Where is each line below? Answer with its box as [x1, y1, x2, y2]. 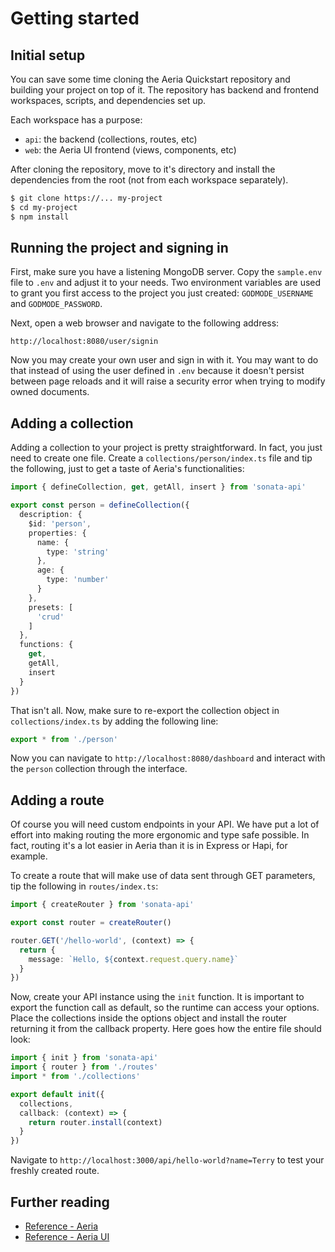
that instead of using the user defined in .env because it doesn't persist [10, 365, 305, 377]
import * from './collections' [10, 1072, 141, 1082]
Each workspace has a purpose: [10, 114, 143, 126]
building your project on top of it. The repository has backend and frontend [10, 84, 320, 96]
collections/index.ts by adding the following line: [10, 715, 219, 727]
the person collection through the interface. [10, 763, 188, 775]
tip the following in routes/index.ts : [10, 880, 159, 892]
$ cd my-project [10, 202, 78, 212]
